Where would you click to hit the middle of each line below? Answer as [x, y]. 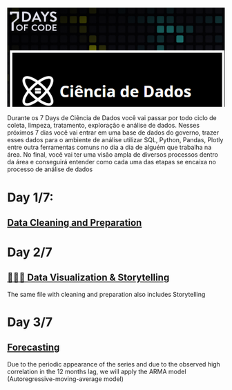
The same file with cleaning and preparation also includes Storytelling [106, 294]
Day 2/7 [30, 252]
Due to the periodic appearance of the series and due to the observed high [114, 364]
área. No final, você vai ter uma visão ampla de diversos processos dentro [113, 155]
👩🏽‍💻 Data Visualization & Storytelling [88, 278]
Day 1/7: [30, 197]
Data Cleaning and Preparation [75, 223]
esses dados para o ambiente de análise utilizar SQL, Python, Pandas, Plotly [115, 140]
